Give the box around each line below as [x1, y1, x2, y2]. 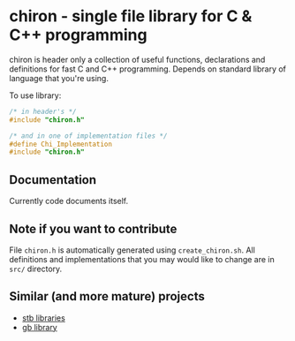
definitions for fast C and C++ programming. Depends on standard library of [9, 64, 287, 74]
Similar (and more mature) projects [9, 289, 205, 304]
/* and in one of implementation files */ [9, 131, 168, 140]
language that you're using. [9, 72, 109, 83]
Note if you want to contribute [9, 221, 178, 236]
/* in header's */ [9, 107, 77, 116]
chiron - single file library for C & [9, 6, 253, 27]
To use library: [9, 90, 62, 101]
